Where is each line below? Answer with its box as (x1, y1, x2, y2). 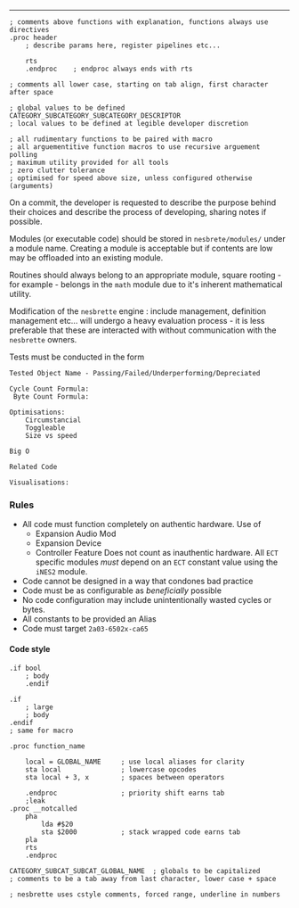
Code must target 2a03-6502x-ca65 (21, 623, 149, 634)
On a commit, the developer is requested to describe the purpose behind (9, 197, 277, 208)
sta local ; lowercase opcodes (25, 764, 198, 774)
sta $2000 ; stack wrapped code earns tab (41, 827, 241, 837)
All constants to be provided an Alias (21, 614, 158, 624)
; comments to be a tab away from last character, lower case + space (9, 874, 277, 883)
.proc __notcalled (9, 804, 77, 813)
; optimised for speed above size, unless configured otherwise (9, 174, 253, 183)
